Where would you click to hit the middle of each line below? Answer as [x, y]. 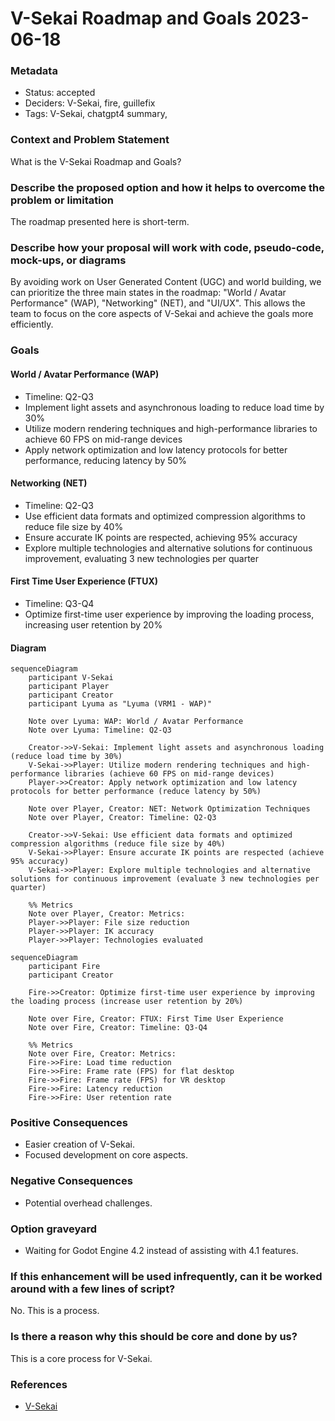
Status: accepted [60, 93]
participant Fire [64, 967]
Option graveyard [54, 1229]
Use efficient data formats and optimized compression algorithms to [165, 516]
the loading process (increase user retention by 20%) [127, 1002]
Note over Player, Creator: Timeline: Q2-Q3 [122, 818]
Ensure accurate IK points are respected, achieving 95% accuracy [161, 537]
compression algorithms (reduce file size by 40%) [118, 844]
